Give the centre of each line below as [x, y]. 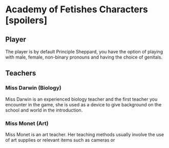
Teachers [21, 73]
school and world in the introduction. [44, 110]
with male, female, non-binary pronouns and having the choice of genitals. [84, 57]
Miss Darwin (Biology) [33, 88]
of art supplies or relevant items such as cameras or [60, 140]
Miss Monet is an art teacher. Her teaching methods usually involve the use [85, 134]
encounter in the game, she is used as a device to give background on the [83, 104]
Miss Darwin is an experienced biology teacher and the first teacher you [81, 99]
